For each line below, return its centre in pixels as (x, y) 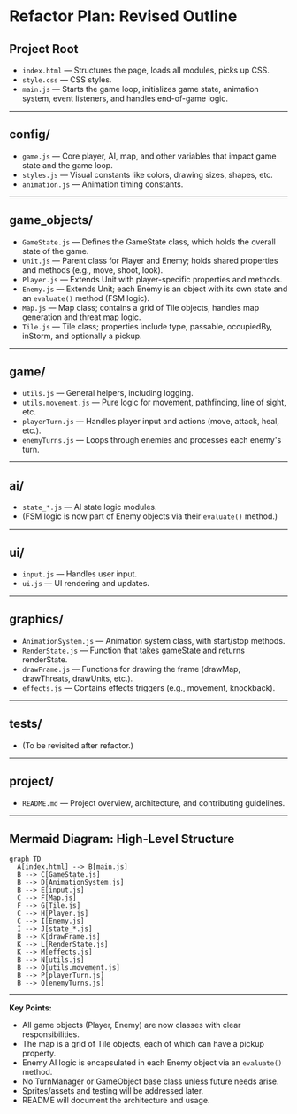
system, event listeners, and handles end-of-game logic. (125, 98)
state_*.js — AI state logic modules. (89, 507)
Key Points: (30, 1008)
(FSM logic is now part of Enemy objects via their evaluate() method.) (150, 516)
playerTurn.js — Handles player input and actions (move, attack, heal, (151, 422)
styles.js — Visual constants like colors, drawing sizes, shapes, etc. (148, 174)
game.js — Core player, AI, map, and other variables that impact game (149, 156)
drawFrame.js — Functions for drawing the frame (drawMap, (131, 669)
